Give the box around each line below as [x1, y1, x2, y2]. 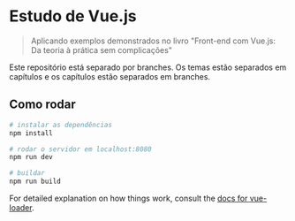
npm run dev [9, 153, 53, 162]
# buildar [9, 169, 46, 178]
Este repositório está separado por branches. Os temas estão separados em [9, 62, 287, 72]
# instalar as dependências [9, 120, 113, 129]
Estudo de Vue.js [9, 6, 137, 27]
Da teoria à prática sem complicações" [30, 44, 172, 55]
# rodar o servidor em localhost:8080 [9, 144, 152, 154]
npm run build [9, 177, 62, 187]
